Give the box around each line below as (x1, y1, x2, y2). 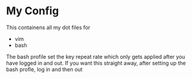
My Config (6, 4, 59, 18)
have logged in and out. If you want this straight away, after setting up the (6, 59, 186, 67)
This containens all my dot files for (6, 24, 91, 31)
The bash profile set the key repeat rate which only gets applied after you (6, 53, 185, 60)
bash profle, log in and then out (6, 65, 83, 72)
